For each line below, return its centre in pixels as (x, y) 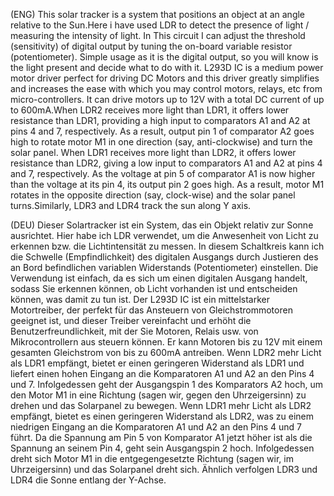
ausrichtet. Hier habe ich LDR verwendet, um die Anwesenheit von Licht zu (164, 235)
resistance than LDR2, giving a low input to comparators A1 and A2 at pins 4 (166, 163)
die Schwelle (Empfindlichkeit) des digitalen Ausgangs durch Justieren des (164, 257)
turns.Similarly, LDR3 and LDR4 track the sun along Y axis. (131, 205)
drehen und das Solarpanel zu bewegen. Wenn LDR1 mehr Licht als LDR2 (161, 405)
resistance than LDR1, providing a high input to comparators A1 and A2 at (160, 120)
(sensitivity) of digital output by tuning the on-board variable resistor (151, 46)
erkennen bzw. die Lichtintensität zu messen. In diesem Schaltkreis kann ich (167, 246)
